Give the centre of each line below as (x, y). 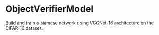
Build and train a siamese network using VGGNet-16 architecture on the (80, 23)
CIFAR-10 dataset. (24, 28)
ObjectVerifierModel (49, 9)
